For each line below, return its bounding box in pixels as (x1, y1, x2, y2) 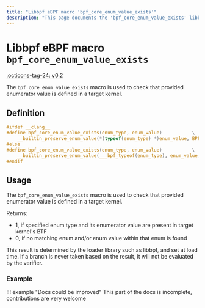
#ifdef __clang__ (6, 124, 51, 130)
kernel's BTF (15, 228, 47, 235)
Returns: (6, 210, 28, 217)
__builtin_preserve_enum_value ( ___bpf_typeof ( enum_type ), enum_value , (17, 152, 201, 159)
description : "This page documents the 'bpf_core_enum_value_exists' (6, 15, 187, 21)
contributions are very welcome (6, 295, 87, 302)
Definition (6, 108, 45, 118)
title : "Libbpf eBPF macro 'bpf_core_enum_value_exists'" (6, 9, 157, 15)
